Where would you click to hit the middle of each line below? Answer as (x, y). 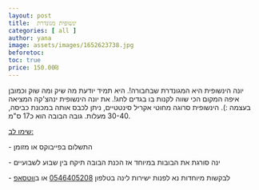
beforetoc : (26, 53)
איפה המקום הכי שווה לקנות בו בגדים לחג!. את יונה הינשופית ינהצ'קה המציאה (124, 99)
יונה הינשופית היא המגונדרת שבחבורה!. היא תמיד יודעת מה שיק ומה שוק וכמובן (126, 90)
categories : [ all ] (43, 30)
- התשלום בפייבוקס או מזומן (51, 146)
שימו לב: (21, 131)
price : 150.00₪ (34, 68)
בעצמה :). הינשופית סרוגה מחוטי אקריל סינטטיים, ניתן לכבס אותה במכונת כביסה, (129, 107)
